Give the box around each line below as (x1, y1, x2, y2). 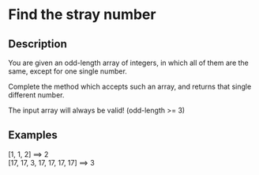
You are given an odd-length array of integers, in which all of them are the (8, 58, 249, 67)
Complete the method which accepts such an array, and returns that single (8, 82, 252, 91)
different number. (8, 90, 65, 100)
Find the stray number (8, 6, 156, 24)
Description (8, 37, 67, 51)
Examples (8, 128, 58, 142)
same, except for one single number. (8, 67, 128, 76)
